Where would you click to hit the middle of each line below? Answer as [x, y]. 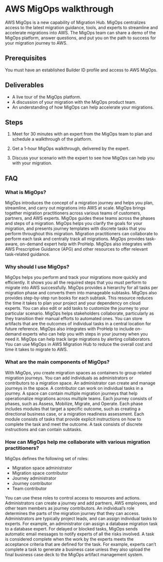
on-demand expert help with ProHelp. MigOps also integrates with [86, 244]
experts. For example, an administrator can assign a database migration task [81, 523]
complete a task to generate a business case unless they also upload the [78, 549]
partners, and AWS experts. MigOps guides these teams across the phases [80, 218]
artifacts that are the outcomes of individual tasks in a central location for [78, 324]
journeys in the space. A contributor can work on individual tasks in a [74, 388]
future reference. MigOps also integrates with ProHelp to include [70, 329]
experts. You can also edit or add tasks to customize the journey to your [77, 308]
